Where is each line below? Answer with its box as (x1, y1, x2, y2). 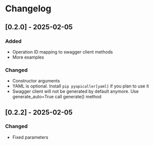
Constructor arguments (12, 78, 60, 84)
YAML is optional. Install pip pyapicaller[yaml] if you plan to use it (12, 83, 150, 89)
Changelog (5, 3, 51, 14)
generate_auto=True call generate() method (12, 94, 102, 100)
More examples (12, 54, 45, 60)
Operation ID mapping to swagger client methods (12, 49, 113, 55)
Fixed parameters (12, 134, 49, 140)
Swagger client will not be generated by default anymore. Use (12, 88, 139, 94)
